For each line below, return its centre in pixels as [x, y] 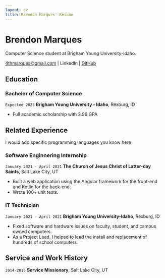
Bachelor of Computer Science [44, 93]
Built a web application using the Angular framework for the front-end [85, 182]
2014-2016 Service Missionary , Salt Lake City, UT [57, 270]
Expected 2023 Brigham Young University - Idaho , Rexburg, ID [70, 104]
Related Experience [37, 130]
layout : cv [17, 10]
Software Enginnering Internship [46, 155]
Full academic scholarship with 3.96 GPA [55, 115]
